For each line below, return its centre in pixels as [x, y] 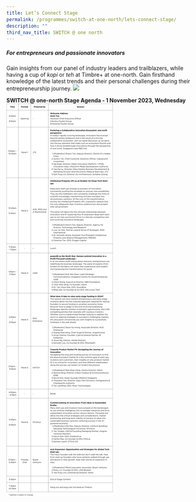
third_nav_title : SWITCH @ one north [55, 33]
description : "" [27, 26]
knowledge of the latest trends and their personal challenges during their [98, 81]
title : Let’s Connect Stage [42, 13]
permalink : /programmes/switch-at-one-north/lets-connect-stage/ [91, 19]
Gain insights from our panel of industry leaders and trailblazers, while [95, 68]
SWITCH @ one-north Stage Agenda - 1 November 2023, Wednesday [96, 101]
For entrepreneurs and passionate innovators [66, 53]
